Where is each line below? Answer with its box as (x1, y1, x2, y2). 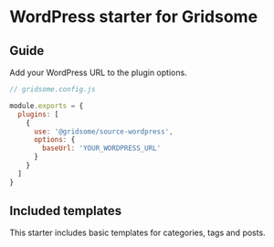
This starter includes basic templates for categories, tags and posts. (9, 227, 267, 239)
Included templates (9, 203, 122, 219)
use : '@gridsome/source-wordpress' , (33, 126, 174, 136)
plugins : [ (17, 110, 59, 119)
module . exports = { (9, 101, 84, 111)
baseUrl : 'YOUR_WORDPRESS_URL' (42, 144, 162, 153)
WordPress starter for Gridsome (9, 6, 258, 27)
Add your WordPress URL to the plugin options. (9, 67, 187, 78)
